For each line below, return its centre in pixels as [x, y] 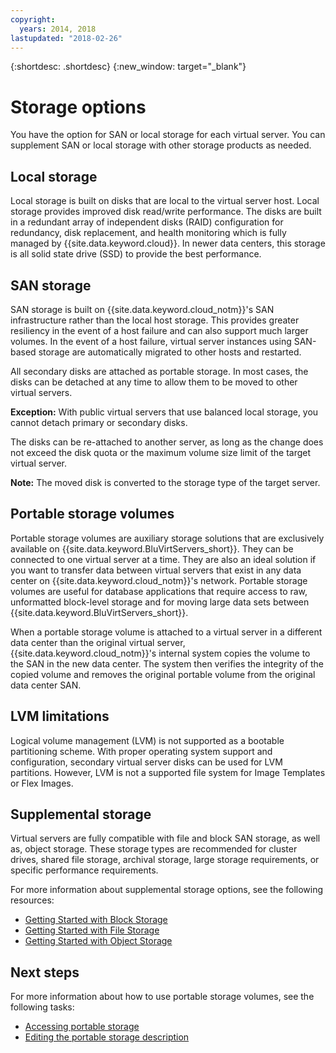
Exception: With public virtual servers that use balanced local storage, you [164, 412]
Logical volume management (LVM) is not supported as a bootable [147, 740]
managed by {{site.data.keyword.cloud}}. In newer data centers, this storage [168, 243]
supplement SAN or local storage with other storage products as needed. [161, 145]
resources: [32, 900]
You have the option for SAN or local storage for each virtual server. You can [168, 135]
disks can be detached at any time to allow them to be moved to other [154, 382]
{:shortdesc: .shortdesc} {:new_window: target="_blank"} [128, 67]
